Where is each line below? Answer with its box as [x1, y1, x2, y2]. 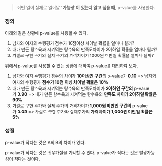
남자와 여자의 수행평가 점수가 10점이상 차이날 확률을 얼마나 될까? [12, 40, 135, 46]
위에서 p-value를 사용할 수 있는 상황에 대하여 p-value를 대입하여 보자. [5, 63, 138, 69]
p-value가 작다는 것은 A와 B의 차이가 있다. [5, 139, 86, 145]
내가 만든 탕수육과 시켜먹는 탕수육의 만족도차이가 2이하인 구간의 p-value [12, 85, 150, 92]
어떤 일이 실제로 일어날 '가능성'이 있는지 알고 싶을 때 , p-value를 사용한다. [17, 5, 155, 10]
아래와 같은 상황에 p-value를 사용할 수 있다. [5, 30, 88, 36]
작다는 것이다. [14, 156, 40, 162]
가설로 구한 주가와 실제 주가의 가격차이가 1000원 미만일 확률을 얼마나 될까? [12, 53, 154, 58]
